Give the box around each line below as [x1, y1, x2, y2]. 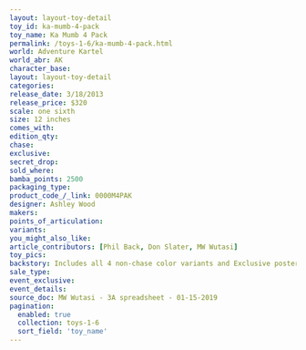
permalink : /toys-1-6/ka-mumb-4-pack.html [9, 38, 173, 48]
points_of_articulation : [9, 216, 104, 226]
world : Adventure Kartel [9, 47, 104, 57]
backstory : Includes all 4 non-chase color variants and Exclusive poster [9, 259, 300, 269]
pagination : [9, 302, 55, 311]
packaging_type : [9, 183, 71, 192]
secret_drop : [9, 157, 59, 167]
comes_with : [9, 124, 55, 133]
